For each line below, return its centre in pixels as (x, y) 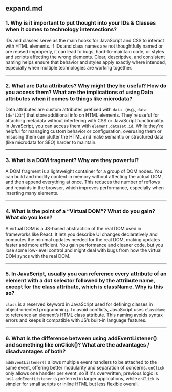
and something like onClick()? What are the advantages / (78, 344)
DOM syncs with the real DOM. (38, 256)
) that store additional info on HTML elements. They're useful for (92, 115)
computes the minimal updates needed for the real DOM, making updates (83, 239)
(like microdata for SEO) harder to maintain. (51, 142)
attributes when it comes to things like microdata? (69, 98)
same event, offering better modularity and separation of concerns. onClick (85, 368)
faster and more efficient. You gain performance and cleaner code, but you (84, 245)
